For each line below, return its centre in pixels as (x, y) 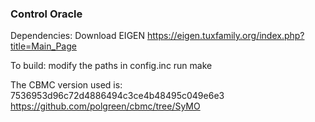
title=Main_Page (43, 46)
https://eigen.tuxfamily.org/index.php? (225, 36)
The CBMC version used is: (66, 85)
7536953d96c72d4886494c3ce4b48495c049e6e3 (117, 96)
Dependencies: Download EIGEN (78, 36)
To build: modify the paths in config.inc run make (111, 66)
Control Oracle (46, 14)
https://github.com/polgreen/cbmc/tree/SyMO (105, 106)
